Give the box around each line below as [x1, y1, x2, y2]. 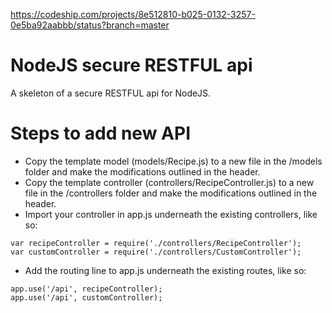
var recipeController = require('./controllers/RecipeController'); [10, 238, 302, 248]
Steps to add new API [10, 122, 191, 145]
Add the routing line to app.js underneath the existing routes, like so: [24, 264, 307, 276]
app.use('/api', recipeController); [10, 284, 163, 294]
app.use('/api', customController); [10, 292, 163, 303]
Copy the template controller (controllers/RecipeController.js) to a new [24, 176, 315, 188]
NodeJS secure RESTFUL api [10, 54, 253, 77]
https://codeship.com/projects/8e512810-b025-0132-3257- [10, 9, 256, 20]
